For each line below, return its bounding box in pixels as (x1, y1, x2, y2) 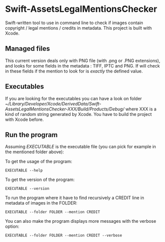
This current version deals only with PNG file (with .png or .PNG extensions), (5, 58, 161, 64)
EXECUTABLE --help (5, 168, 43, 173)
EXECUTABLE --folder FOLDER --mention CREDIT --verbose (5, 233, 122, 238)
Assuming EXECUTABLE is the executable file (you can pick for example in (5, 144, 156, 150)
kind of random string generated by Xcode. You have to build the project (5, 111, 152, 117)
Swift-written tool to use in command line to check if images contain (5, 20, 144, 26)
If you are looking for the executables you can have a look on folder (5, 95, 142, 102)
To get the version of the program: (5, 176, 75, 183)
